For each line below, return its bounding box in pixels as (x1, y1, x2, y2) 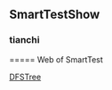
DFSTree (9, 71, 42, 82)
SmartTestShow (9, 7, 100, 22)
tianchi (9, 34, 40, 46)
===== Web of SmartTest (9, 53, 104, 65)
